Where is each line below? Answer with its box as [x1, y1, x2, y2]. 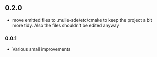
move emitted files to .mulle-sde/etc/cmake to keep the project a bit [12, 17, 152, 23]
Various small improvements [12, 46, 71, 52]
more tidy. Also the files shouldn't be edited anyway [12, 22, 119, 28]
